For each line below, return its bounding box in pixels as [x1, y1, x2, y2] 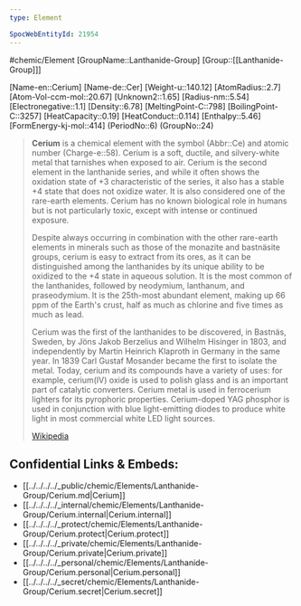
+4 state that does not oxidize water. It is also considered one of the [31, 185, 286, 196]
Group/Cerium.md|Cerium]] [22, 490, 126, 501]
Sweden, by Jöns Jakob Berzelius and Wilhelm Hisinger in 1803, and [31, 336, 287, 346]
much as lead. [31, 308, 84, 319]
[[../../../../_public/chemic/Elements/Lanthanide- [22, 480, 200, 491]
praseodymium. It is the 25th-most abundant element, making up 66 [31, 289, 287, 300]
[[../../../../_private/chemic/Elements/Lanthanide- [22, 538, 202, 549]
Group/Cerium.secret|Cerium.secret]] [22, 586, 163, 597]
